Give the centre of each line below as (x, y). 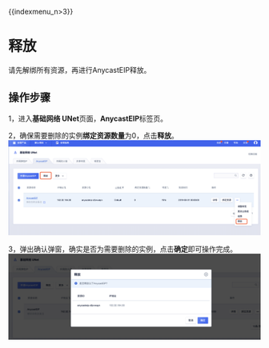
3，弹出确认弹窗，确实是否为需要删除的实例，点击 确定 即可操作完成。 (123, 249)
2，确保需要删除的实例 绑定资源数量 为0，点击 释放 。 (93, 135)
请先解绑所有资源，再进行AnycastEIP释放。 (80, 70)
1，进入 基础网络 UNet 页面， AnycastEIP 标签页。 (88, 118)
